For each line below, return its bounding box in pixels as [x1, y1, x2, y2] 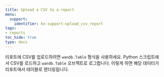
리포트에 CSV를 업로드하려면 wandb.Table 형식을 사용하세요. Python [5, 54, 138, 60]
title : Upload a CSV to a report [5, 7, 75, 12]
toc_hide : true [5, 35, 37, 40]
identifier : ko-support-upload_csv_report [14, 21, 103, 26]
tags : [5, 26, 16, 31]
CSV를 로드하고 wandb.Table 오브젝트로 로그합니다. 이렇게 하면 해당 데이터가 [10, 60, 159, 66]
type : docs [5, 40, 28, 45]
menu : [5, 12, 16, 17]
